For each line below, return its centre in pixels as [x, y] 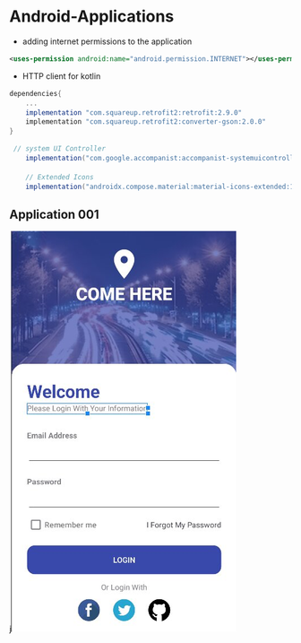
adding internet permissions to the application [107, 41]
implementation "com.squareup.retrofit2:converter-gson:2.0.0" [146, 122]
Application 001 [54, 214]
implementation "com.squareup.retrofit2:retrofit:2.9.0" [134, 113]
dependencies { [36, 93]
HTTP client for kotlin [61, 76]
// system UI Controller [59, 149]
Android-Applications [92, 17]
